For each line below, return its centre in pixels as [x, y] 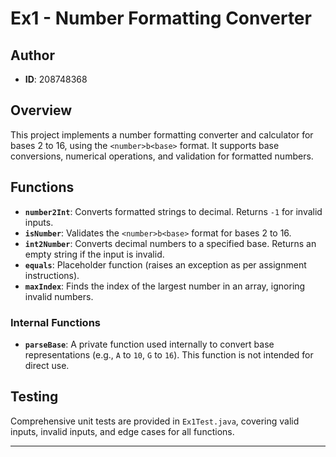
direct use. [47, 365]
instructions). [52, 275]
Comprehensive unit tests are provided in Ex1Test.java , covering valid [155, 421]
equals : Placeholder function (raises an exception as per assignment [165, 264]
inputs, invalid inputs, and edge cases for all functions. [122, 431]
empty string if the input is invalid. [94, 254]
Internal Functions [55, 322]
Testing [34, 397]
